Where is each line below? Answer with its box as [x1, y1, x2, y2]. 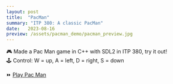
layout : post [6, 8, 39, 15]
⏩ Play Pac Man [6, 71, 46, 79]
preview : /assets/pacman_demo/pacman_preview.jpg [6, 31, 133, 37]
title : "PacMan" [6, 14, 50, 20]
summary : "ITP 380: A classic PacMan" [6, 20, 103, 26]
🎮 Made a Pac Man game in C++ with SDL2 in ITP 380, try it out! [6, 48, 167, 55]
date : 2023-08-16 [6, 25, 55, 32]
